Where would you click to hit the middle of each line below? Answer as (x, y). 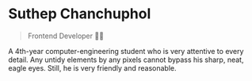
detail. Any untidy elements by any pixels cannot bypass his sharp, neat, (126, 60)
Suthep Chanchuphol (80, 14)
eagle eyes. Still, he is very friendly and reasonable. (92, 67)
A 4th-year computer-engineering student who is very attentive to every (126, 51)
